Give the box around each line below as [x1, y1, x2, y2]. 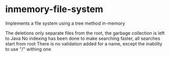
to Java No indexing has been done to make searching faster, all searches [5, 35, 160, 41]
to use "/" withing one [5, 46, 51, 52]
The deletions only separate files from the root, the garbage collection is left [5, 30, 165, 36]
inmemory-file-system [5, 4, 103, 15]
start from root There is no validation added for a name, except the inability [5, 40, 163, 46]
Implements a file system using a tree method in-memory [5, 20, 126, 26]
